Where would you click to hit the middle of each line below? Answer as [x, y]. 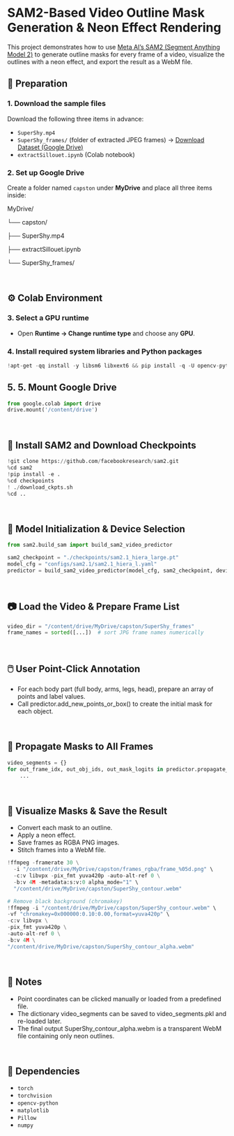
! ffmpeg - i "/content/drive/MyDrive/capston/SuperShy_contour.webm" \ [112, 908]
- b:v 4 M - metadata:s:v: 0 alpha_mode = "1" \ [76, 882]
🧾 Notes [25, 982]
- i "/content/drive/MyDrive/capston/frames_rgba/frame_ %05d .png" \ [114, 870]
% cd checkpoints [31, 480]
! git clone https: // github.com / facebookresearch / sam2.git [93, 462]
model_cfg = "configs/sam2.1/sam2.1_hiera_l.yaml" [82, 564]
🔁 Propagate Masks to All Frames [80, 747]
